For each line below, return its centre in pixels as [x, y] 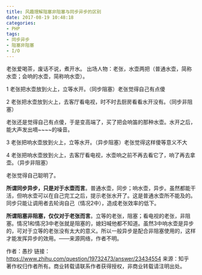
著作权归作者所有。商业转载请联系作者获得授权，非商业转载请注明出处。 [96, 266]
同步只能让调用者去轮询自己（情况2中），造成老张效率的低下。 [83, 203]
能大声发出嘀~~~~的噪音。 [40, 129]
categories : [21, 23]
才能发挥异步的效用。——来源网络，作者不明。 [64, 238]
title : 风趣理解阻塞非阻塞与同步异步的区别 [54, 12]
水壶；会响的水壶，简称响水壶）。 [47, 76]
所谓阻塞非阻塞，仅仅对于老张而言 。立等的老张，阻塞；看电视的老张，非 [96, 216]
